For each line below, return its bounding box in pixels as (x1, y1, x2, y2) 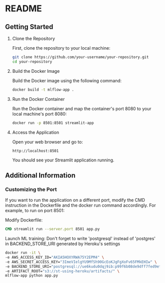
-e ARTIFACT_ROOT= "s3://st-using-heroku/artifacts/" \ (5, 269, 120, 274)
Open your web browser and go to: (12, 139, 83, 145)
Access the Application (12, 129, 59, 135)
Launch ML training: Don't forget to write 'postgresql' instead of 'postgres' (5, 236, 156, 242)
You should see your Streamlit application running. (12, 157, 114, 163)
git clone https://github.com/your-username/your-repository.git (12, 55, 149, 60)
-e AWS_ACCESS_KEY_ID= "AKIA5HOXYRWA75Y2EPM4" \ (5, 254, 105, 260)
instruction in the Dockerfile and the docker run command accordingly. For (5, 202, 156, 208)
